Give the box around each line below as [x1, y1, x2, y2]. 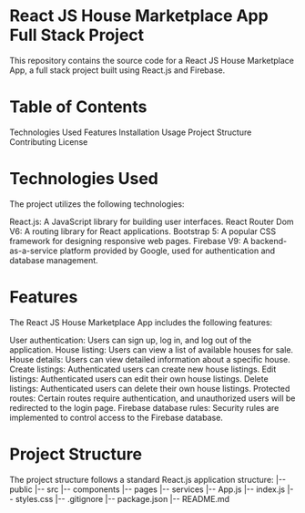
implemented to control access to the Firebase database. [9, 412, 223, 423]
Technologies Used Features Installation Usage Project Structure [9, 127, 252, 138]
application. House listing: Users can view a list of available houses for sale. [9, 344, 294, 355]
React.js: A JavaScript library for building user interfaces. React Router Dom [9, 216, 294, 227]
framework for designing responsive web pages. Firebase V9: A [9, 235, 249, 246]
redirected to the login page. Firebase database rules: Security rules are [9, 402, 280, 413]
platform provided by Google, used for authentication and [59, 245, 276, 256]
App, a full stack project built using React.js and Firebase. [9, 65, 226, 76]
